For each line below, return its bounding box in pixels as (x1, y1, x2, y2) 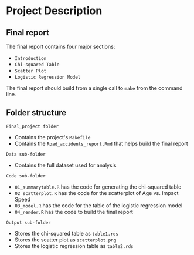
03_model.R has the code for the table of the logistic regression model (14, 202, 183, 209)
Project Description (6, 4, 103, 18)
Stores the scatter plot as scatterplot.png (14, 236, 117, 243)
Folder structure (6, 108, 67, 118)
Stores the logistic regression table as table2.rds (14, 242, 134, 249)
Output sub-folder (6, 219, 51, 226)
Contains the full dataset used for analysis (14, 162, 117, 169)
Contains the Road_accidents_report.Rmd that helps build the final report (14, 140, 189, 147)
